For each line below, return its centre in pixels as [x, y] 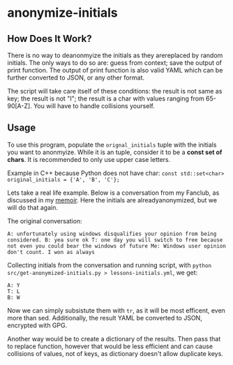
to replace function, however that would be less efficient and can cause [110, 346]
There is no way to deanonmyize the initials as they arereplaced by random [115, 55]
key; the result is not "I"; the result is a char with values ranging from [106, 98]
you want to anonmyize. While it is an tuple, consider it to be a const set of [115, 152]
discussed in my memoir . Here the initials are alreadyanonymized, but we [112, 200]
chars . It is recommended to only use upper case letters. [89, 159]
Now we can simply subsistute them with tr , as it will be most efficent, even [116, 310]
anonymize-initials [63, 13]
